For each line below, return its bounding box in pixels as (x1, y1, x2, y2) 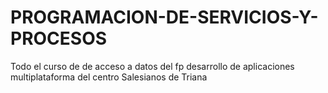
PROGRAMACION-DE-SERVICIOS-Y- (10, 6, 319, 29)
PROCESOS (10, 27, 108, 50)
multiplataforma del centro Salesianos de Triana (10, 71, 208, 83)
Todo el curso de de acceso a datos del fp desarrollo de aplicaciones (10, 60, 295, 72)
